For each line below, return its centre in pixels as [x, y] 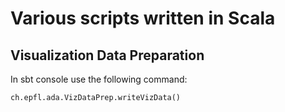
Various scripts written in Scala [143, 18]
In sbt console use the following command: [99, 79]
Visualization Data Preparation [107, 55]
